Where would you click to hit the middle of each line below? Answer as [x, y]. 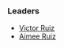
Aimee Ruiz [37, 36]
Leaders [24, 11]
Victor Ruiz [37, 28]
